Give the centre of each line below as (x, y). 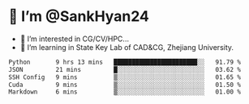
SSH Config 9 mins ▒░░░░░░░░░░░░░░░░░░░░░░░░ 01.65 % (125, 77)
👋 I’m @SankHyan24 (79, 17)
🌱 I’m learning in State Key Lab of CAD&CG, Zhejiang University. (127, 47)
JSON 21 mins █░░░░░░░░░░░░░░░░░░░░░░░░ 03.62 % (125, 69)
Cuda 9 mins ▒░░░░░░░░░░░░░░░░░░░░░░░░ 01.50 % (125, 85)
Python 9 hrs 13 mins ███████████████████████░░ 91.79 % (125, 62)
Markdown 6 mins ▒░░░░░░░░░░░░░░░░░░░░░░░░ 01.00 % (125, 92)
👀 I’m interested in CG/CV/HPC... (75, 39)
